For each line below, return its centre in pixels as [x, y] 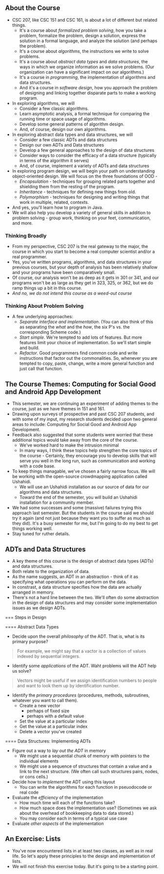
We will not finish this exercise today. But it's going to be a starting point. [85, 866]
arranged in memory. [33, 592]
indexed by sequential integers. [49, 656]
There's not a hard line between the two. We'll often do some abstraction [85, 598]
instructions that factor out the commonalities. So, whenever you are [88, 358]
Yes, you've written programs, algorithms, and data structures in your [82, 262]
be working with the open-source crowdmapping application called [80, 476]
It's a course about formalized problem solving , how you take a [83, 30]
